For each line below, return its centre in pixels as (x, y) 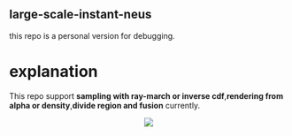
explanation (54, 72)
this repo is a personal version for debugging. (92, 35)
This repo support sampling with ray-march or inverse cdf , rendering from (146, 95)
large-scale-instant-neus (81, 15)
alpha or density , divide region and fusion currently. (105, 105)
